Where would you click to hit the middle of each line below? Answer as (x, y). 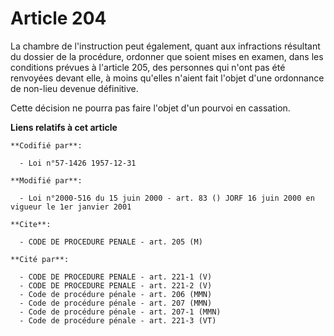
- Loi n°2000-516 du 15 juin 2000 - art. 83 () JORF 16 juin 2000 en (167, 198)
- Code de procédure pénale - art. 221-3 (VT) (118, 320)
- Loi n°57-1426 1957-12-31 (78, 163)
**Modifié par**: (46, 180)
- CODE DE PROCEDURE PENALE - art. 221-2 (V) (116, 285)
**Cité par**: (40, 259)
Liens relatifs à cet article (64, 127)
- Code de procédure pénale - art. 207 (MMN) (116, 303)
